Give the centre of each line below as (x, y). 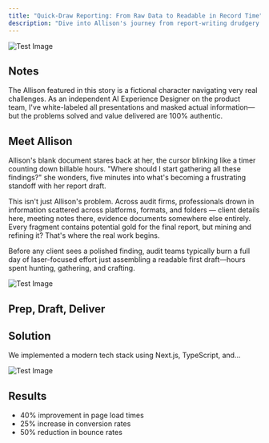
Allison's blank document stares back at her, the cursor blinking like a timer (132, 160)
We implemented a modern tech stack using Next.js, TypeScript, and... (125, 355)
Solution (30, 336)
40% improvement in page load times (82, 415)
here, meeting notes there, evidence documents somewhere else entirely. (130, 219)
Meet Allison (40, 141)
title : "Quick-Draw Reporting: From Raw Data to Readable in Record (125, 16)
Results (28, 396)
